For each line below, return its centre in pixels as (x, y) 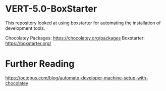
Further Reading (40, 64)
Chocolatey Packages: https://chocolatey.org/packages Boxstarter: (75, 38)
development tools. (25, 28)
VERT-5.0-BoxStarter (51, 9)
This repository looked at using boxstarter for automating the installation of (83, 23)
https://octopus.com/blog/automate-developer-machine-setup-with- (77, 78)
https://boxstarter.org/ (28, 43)
